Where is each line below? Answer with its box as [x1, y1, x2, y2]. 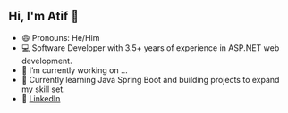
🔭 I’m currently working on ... [21, 64, 128, 76]
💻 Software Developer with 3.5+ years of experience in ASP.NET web [21, 42, 280, 53]
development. [21, 55, 72, 66]
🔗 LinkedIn [21, 93, 61, 103]
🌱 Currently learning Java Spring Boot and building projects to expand [21, 74, 280, 85]
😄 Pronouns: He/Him [21, 32, 100, 43]
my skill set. [21, 84, 66, 94]
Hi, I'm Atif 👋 [8, 9, 80, 24]
